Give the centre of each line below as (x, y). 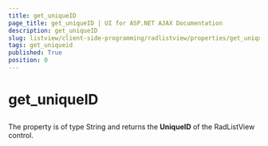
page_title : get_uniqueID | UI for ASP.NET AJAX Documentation (116, 23)
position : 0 (28, 61)
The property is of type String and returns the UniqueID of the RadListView (132, 127)
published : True (35, 53)
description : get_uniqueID (53, 30)
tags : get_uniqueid (41, 45)
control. (21, 136)
